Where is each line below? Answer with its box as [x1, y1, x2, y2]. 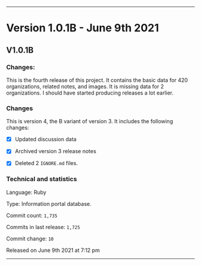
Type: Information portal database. [6, 200, 92, 207]
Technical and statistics [6, 175, 77, 183]
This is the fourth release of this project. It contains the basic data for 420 [6, 76, 188, 84]
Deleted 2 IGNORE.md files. [14, 160, 78, 167]
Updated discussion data [14, 136, 77, 143]
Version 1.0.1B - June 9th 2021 [6, 22, 160, 35]
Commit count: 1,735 [6, 212, 58, 219]
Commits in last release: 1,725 [6, 223, 81, 230]
